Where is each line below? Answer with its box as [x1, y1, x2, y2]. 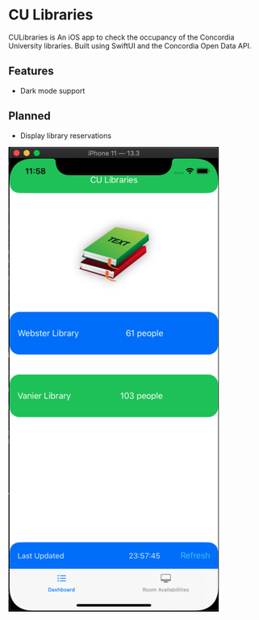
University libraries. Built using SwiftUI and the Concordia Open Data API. [8, 40, 252, 50]
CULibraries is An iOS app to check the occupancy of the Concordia [8, 32, 235, 42]
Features [8, 65, 54, 78]
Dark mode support [19, 86, 86, 95]
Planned [8, 109, 51, 123]
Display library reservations [19, 131, 111, 140]
